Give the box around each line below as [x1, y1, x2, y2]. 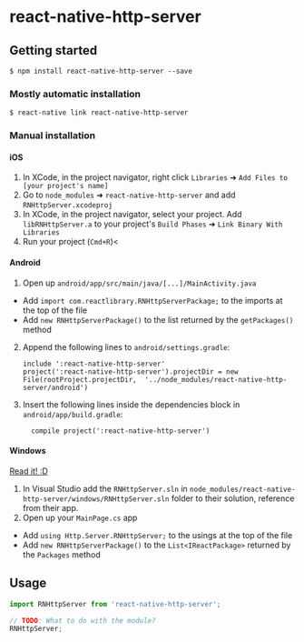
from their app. [22, 502, 79, 513]
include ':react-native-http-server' [22, 359, 166, 368]
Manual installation [9, 129, 96, 142]
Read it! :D [9, 466, 48, 476]
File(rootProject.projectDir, [22, 375, 138, 384]
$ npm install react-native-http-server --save [9, 66, 193, 75]
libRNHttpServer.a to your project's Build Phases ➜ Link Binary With [22, 218, 283, 229]
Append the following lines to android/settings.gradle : [22, 341, 230, 352]
